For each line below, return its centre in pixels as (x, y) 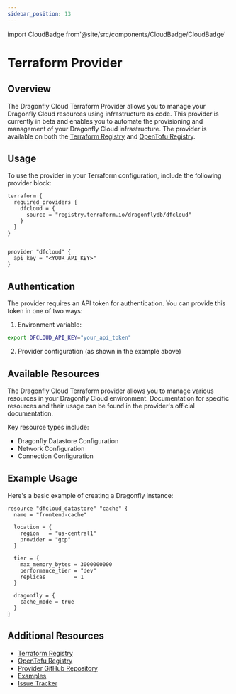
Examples (32, 676)
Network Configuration (51, 448)
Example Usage (43, 478)
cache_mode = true (47, 602)
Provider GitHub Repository (57, 668)
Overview (29, 89)
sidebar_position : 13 (39, 14)
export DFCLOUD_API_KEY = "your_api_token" (69, 338)
